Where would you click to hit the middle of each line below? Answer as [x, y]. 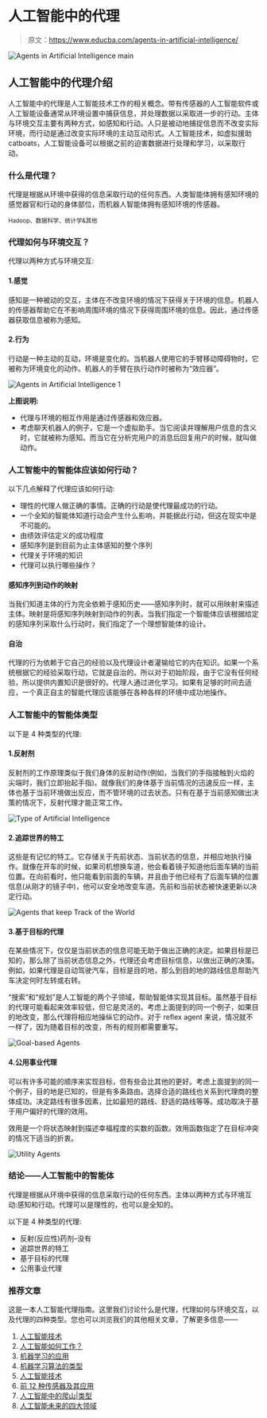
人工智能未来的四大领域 [58, 1406]
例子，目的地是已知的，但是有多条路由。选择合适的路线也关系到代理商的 [133, 1091]
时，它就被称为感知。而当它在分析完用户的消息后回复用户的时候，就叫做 [138, 437]
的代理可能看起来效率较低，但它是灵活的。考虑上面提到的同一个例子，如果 [130, 1007]
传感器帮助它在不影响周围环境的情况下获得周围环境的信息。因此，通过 [130, 310]
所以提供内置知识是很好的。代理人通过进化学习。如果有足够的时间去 [133, 682]
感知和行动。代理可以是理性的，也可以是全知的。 [97, 1204]
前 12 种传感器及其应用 [56, 1386]
